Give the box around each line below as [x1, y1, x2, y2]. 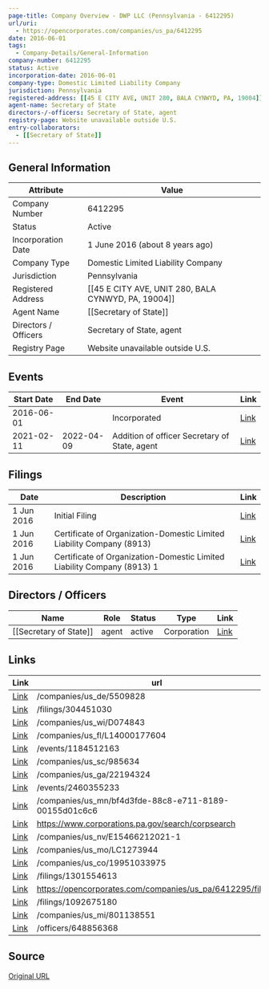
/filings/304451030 [36, 703, 112, 714]
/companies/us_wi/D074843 [36, 716, 146, 727]
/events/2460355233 [36, 782, 120, 793]
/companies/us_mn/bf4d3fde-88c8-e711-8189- [36, 795, 230, 806]
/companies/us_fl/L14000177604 [36, 730, 167, 741]
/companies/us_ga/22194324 [36, 768, 151, 779]
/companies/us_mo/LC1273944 [36, 844, 159, 855]
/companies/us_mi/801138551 [36, 909, 156, 920]
